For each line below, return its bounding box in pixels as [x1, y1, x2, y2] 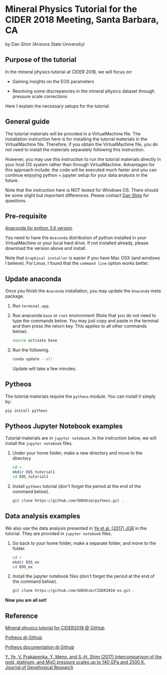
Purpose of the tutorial [5, 56, 77, 64]
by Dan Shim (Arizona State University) [5, 41, 85, 47]
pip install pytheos [5, 408, 48, 413]
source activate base [12, 338, 57, 343]
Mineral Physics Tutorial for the [5, 3, 138, 15]
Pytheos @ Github [5, 635, 42, 641]
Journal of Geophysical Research [5, 665, 74, 671]
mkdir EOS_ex [12, 560, 40, 564]
